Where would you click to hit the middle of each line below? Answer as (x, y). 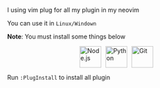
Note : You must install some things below (66, 36)
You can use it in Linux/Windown (52, 23)
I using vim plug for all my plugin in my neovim (73, 10)
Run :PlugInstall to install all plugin (59, 77)
